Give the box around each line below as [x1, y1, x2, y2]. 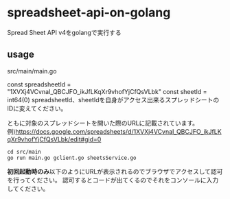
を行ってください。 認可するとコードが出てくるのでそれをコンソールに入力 [7, 176, 219, 184]
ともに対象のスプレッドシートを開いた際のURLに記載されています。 [7, 119, 199, 127]
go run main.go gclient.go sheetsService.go [7, 154, 137, 161]
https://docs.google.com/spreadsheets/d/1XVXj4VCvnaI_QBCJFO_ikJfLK [15, 127, 222, 135]
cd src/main [7, 148, 41, 155]
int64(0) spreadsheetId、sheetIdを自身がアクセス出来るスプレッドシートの [7, 95, 220, 104]
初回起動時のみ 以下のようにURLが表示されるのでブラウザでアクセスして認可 [7, 167, 223, 176]
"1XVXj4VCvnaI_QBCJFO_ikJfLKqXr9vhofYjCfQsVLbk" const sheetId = [7, 87, 207, 95]
